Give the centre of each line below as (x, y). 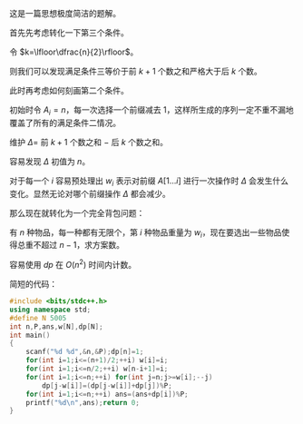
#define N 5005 (38, 318)
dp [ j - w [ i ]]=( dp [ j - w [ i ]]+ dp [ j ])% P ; (107, 385)
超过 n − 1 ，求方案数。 (83, 245)
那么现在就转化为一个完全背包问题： (77, 212)
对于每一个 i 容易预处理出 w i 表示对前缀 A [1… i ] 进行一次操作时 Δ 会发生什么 (149, 182)
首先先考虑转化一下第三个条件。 (69, 33)
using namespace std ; (50, 310)
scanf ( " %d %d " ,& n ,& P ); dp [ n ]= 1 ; (85, 352)
